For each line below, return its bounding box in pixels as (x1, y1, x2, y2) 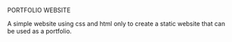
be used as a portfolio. (7, 27, 72, 35)
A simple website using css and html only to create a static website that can (7, 20, 226, 27)
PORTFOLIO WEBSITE (7, 6, 71, 14)
